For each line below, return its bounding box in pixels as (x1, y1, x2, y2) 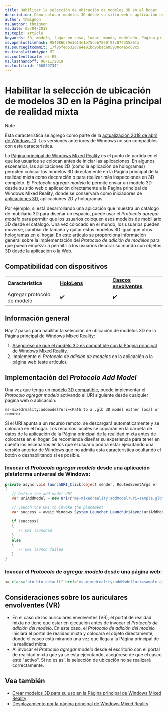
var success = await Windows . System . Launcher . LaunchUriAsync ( (11, 510, 144, 515)
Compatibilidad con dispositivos (5, 262, 108, 271)
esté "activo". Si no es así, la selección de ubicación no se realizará (12, 657, 151, 663)
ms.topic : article (5, 31, 43, 36)
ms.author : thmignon (5, 21, 48, 27)
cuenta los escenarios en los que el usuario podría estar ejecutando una (5, 441, 154, 447)
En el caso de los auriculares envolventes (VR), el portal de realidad (12, 614, 152, 620)
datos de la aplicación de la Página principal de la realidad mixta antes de (5, 431, 156, 437)
